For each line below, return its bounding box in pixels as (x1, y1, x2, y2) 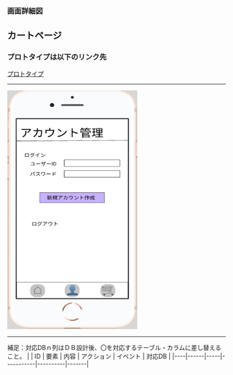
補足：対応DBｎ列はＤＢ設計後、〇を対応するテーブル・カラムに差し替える (7, 343, 222, 351)
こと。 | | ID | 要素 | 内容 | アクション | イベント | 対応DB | (7, 352, 171, 360)
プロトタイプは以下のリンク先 (7, 52, 107, 62)
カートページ (7, 30, 62, 42)
